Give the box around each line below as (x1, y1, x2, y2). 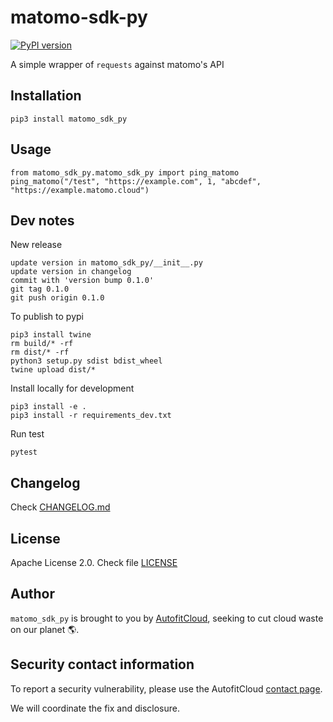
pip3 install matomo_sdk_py (10, 114, 128, 124)
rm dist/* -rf (10, 347, 70, 358)
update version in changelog (10, 267, 132, 277)
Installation (10, 87, 82, 105)
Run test (10, 428, 45, 440)
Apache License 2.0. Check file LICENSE (10, 557, 178, 568)
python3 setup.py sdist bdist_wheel (10, 356, 163, 366)
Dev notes (10, 212, 75, 229)
